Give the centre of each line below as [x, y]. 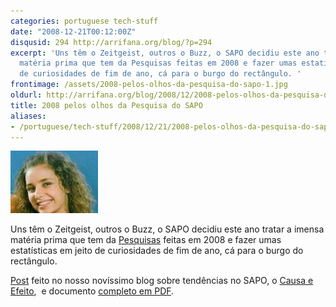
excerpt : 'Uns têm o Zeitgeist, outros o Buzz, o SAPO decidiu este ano [165, 53]
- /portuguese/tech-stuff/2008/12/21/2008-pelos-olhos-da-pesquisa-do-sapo [171, 126]
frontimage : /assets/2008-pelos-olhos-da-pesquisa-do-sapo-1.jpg [149, 85]
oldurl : [26, 95]
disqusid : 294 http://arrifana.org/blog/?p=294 [111, 42]
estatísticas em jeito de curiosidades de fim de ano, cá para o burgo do [157, 251]
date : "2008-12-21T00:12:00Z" [73, 31]
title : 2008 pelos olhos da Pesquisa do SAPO [106, 105]
